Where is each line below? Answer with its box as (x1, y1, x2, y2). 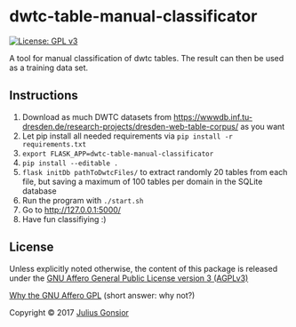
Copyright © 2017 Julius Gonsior (9, 307, 129, 317)
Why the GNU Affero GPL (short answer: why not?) (9, 290, 196, 300)
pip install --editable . (21, 158, 118, 168)
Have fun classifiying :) (21, 213, 107, 224)
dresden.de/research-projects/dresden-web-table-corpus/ (21, 121, 238, 132)
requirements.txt (21, 140, 87, 148)
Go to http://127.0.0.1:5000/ (21, 204, 122, 215)
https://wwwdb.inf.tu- (172, 111, 253, 122)
